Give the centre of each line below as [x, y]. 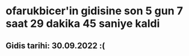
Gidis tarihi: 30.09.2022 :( [55, 46]
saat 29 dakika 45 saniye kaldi [83, 24]
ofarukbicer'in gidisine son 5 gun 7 [94, 11]
